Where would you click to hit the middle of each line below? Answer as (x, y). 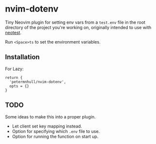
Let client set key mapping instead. (47, 126)
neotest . (13, 32)
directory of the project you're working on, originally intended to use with (78, 27)
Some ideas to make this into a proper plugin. (50, 116)
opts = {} (19, 86)
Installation (22, 57)
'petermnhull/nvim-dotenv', (38, 82)
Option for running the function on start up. (55, 136)
